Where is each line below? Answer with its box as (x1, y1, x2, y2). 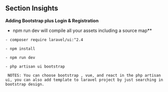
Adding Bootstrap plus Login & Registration (5, 17, 99, 23)
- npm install (5, 46, 36, 51)
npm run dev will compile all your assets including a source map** (12, 27, 152, 34)
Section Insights (5, 4, 58, 13)
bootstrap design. (5, 81, 44, 87)
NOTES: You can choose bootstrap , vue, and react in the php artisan (7, 73, 161, 78)
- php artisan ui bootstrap (5, 64, 65, 69)
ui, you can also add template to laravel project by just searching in (5, 77, 163, 82)
